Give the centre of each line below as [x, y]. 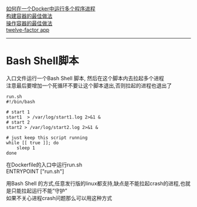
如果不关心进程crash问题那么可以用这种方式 [59, 198]
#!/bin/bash [21, 101]
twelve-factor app [28, 30]
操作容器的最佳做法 [29, 23]
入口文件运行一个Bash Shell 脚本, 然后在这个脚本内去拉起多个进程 [85, 78]
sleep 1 [26, 148]
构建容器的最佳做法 [29, 16]
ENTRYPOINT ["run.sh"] [35, 171]
